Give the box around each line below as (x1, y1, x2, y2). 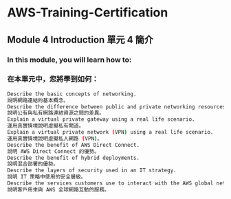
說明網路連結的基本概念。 (7, 97, 69, 104)
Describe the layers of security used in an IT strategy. (7, 167, 177, 174)
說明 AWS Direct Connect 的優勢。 (7, 148, 100, 155)
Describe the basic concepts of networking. (7, 91, 137, 97)
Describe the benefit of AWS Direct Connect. (7, 141, 140, 148)
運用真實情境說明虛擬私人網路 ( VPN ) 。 (7, 135, 103, 142)
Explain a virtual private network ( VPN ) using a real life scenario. (7, 129, 214, 136)
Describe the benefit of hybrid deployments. (7, 154, 140, 161)
